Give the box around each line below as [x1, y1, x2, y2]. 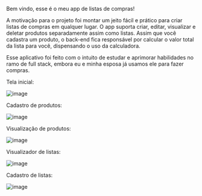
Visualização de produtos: [6, 125, 71, 132]
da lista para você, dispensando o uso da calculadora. [6, 42, 140, 49]
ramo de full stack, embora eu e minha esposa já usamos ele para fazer [6, 60, 184, 67]
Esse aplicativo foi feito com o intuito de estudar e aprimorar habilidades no [6, 54, 194, 61]
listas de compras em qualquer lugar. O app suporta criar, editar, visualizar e [6, 23, 196, 30]
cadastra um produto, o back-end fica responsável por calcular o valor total [6, 36, 194, 43]
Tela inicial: [6, 78, 34, 85]
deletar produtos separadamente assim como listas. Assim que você [6, 29, 177, 37]
